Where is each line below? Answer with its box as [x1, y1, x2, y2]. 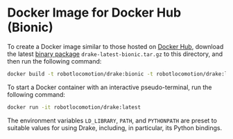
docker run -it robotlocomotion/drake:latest [7, 104, 141, 111]
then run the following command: [7, 57, 102, 65]
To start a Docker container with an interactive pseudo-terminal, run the [7, 83, 213, 91]
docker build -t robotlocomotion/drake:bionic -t [7, 71, 154, 77]
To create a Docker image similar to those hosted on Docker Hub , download [7, 42, 224, 50]
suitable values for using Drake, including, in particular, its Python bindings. [7, 123, 223, 132]
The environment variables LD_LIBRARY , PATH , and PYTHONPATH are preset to [7, 116, 217, 124]
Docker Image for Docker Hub [7, 5, 182, 21]
